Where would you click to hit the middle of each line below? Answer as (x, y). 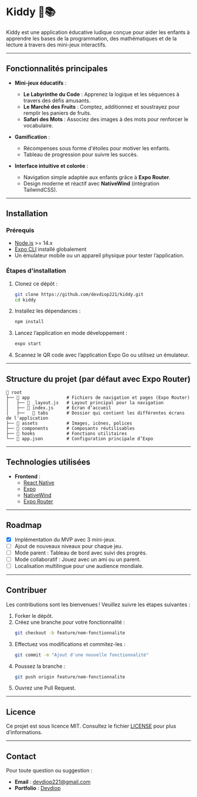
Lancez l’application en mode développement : (71, 333)
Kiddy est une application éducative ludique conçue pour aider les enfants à (98, 32)
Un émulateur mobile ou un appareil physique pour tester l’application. (99, 255)
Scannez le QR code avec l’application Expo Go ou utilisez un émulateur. (102, 355)
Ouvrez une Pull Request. (45, 688)
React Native (39, 482)
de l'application (27, 418)
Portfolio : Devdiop (38, 788)
